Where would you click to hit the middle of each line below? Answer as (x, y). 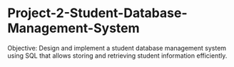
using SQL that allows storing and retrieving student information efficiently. (117, 56)
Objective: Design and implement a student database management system (117, 48)
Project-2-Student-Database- (97, 13)
